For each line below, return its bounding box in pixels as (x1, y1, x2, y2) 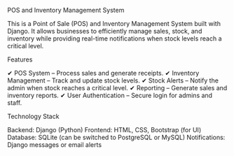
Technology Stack (7, 112, 60, 120)
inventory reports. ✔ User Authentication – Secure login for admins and (7, 91, 212, 99)
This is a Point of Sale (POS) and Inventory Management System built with (7, 20, 221, 27)
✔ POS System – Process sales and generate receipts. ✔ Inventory (7, 69, 200, 77)
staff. (7, 99, 22, 107)
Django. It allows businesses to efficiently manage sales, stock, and (7, 27, 202, 35)
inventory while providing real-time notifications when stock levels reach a (7, 34, 222, 43)
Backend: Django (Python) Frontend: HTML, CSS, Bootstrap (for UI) (7, 126, 202, 134)
